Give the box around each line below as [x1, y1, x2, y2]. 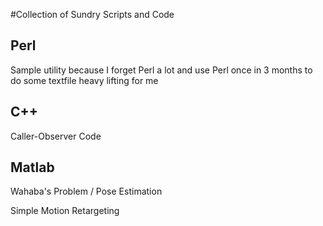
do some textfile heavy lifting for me [10, 74, 159, 86]
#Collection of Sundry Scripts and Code [10, 9, 175, 20]
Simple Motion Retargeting [10, 205, 120, 217]
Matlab [10, 159, 55, 176]
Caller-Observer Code [10, 130, 102, 142]
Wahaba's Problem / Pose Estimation [10, 185, 163, 198]
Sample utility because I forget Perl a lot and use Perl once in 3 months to [10, 64, 313, 76]
